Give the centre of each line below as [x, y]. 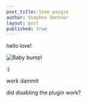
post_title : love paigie [37, 12]
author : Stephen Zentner [37, 18]
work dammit [23, 81]
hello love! [19, 46]
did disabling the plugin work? [44, 93]
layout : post [23, 23]
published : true [27, 29]
